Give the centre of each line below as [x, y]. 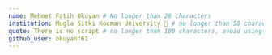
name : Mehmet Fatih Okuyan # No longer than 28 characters [110, 16]
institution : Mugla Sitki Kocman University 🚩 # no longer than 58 [125, 23]
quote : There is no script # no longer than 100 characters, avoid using [136, 31]
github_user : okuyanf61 [49, 38]
